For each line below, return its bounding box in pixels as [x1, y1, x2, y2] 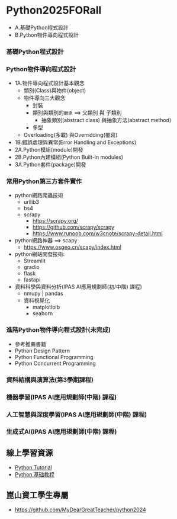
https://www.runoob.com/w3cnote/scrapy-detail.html [32, 230, 163, 237]
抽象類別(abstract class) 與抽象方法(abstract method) [41, 117, 172, 124]
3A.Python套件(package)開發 [14, 161, 86, 168]
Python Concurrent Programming [14, 360, 96, 367]
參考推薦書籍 [14, 340, 46, 347]
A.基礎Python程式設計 [14, 24, 69, 31]
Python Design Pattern [14, 347, 70, 354]
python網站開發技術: [14, 251, 65, 258]
